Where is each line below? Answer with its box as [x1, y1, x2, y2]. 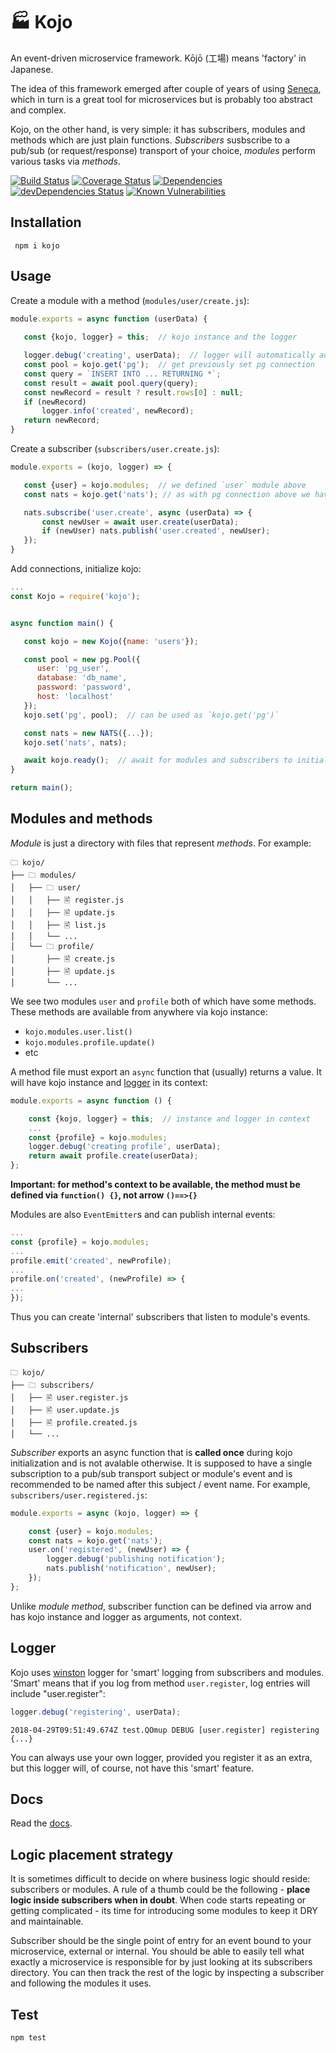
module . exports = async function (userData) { [10, 314, 208, 324]
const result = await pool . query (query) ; [23, 378, 199, 388]
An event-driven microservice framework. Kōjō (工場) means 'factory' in [10, 52, 307, 64]
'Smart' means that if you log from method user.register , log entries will [10, 1677, 311, 1689]
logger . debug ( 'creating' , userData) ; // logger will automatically [23, 350, 315, 361]
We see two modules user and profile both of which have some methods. [10, 995, 317, 1007]
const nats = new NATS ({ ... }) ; [23, 728, 155, 738]
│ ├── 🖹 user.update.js [10, 1405, 120, 1415]
